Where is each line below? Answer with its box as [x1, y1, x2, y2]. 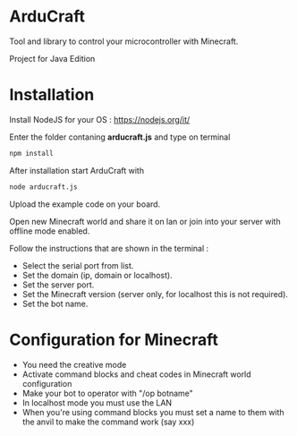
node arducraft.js [9, 182, 78, 192]
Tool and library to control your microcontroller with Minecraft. [9, 36, 239, 47]
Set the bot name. [21, 298, 89, 309]
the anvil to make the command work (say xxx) [21, 416, 195, 427]
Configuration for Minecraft [9, 329, 219, 350]
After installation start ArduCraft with [9, 165, 145, 175]
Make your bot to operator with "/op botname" [21, 388, 194, 398]
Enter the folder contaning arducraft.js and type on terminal [9, 132, 231, 142]
